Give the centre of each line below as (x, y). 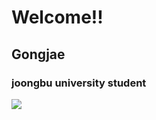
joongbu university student (79, 83)
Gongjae (38, 54)
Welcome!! (57, 17)
